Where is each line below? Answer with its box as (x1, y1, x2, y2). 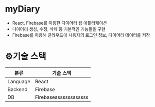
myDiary (5, 3, 40, 15)
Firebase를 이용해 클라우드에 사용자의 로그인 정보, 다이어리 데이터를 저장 (12, 32, 150, 38)
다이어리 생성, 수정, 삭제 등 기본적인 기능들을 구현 (12, 26, 105, 32)
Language (7, 78, 31, 85)
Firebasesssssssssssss (34, 93, 88, 100)
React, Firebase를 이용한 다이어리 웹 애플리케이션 (12, 20, 107, 26)
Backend (7, 86, 28, 92)
